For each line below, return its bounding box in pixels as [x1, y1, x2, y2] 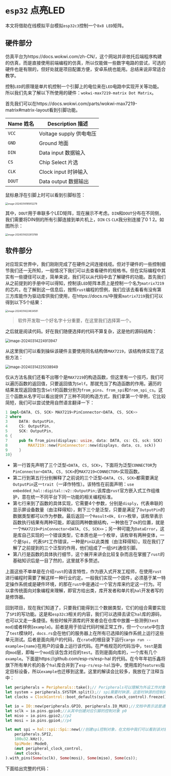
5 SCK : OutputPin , [5, 429, 53, 434]
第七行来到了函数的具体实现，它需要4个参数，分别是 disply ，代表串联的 [12, 500, 163, 506]
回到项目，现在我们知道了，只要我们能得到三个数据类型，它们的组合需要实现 [5, 605, 166, 611]
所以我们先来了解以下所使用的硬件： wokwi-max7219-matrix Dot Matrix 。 [5, 90, 156, 96]
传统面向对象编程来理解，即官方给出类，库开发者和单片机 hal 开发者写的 [14, 587, 164, 594]
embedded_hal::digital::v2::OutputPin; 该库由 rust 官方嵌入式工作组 [12, 488, 156, 494]
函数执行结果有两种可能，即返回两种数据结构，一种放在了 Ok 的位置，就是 [12, 519, 165, 525]
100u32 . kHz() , [14, 737, 44, 742]
